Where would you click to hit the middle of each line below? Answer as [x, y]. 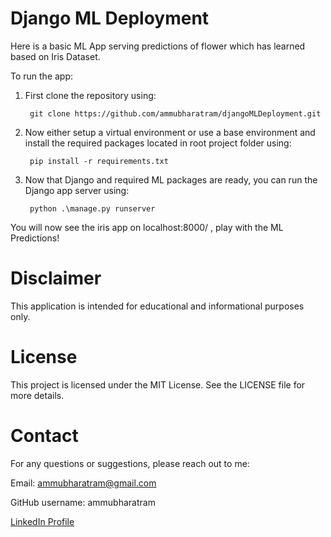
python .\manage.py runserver [92, 208]
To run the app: [42, 76]
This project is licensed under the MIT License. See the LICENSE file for [158, 384]
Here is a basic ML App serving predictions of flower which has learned [158, 46]
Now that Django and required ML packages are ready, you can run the [171, 179]
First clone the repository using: [90, 95]
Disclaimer [56, 278]
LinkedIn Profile [42, 521]
